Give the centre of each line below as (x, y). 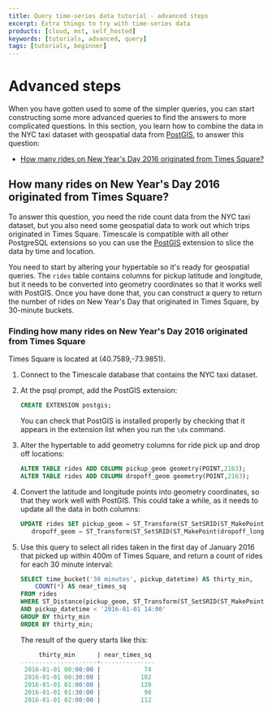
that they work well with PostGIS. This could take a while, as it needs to (139, 500)
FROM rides (39, 594)
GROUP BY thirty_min (55, 617)
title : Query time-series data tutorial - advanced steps (108, 16)
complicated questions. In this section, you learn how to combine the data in (136, 126)
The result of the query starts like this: (84, 640)
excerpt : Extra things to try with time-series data (99, 24)
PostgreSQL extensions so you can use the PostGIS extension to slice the (131, 242)
